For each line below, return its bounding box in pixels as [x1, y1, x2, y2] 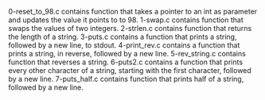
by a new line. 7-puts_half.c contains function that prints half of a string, [8, 75, 244, 83]
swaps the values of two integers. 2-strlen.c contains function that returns [8, 24, 252, 33]
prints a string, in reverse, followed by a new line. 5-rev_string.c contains [8, 49, 247, 58]
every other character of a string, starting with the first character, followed [8, 66, 252, 75]
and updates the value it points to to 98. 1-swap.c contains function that [8, 15, 244, 25]
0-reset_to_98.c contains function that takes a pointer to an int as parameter [8, 7, 258, 16]
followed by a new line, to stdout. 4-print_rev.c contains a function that [8, 40, 240, 50]
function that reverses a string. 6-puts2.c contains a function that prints [8, 57, 244, 67]
